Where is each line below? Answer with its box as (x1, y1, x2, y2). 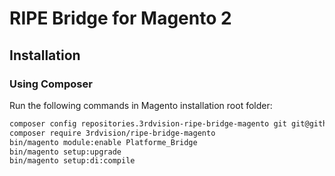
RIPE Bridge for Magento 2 (9, 7, 232, 30)
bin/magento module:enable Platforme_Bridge (9, 137, 198, 147)
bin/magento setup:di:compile (9, 156, 136, 166)
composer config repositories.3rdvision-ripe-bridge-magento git (9, 118, 287, 129)
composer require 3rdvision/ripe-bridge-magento (9, 128, 216, 138)
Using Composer (9, 77, 93, 91)
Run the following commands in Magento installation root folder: (9, 99, 273, 111)
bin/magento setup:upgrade (9, 147, 122, 157)
